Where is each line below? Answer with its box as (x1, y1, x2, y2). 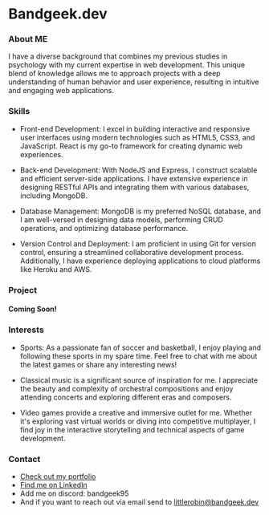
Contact (8, 453, 41, 464)
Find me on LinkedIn (19, 480, 88, 489)
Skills (8, 106, 31, 117)
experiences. (19, 149, 63, 159)
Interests (8, 324, 44, 335)
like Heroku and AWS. (19, 264, 92, 274)
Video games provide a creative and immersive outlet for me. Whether (19, 408, 253, 417)
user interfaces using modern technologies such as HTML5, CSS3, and (19, 132, 255, 142)
